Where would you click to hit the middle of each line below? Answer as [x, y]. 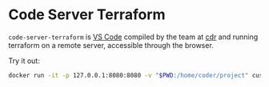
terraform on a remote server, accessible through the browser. [111, 45]
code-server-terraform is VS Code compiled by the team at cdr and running [133, 37]
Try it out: [24, 61]
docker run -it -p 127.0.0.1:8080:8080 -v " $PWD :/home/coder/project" [128, 75]
